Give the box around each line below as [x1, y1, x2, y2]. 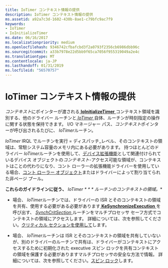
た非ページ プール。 [5, 175, 46, 181]
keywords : [5, 21, 26, 27]
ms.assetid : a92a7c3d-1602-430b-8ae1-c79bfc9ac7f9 [5, 17, 113, 22]
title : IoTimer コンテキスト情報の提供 [5, 7, 80, 13]
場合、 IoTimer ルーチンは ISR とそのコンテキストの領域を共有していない [12, 232, 161, 238]
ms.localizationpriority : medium [5, 40, 75, 45]
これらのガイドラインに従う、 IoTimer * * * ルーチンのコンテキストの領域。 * [5, 186, 162, 192]
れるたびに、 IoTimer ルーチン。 [31, 127, 96, 133]
